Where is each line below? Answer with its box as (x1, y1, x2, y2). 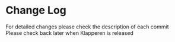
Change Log (5, 4, 66, 17)
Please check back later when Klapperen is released (5, 29, 134, 36)
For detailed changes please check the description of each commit (5, 23, 169, 30)
